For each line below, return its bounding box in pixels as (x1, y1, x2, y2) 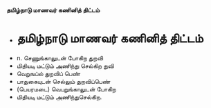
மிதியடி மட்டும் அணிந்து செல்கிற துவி (16, 62, 115, 70)
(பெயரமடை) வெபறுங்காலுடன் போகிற (16, 84, 117, 93)
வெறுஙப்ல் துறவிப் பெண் (16, 69, 81, 78)
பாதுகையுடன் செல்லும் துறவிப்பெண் (16, 77, 111, 85)
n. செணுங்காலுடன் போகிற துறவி (16, 53, 103, 62)
